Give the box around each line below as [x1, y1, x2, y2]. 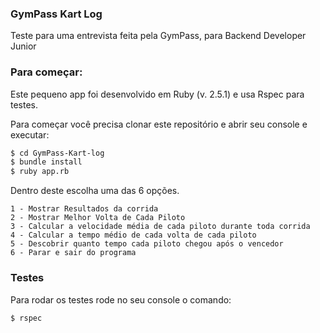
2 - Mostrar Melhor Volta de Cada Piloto [10, 213, 186, 223]
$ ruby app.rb [10, 167, 70, 177]
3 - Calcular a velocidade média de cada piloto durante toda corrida [10, 222, 311, 232]
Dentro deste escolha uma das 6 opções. [10, 185, 180, 197]
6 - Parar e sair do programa [10, 248, 137, 258]
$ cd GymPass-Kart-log [10, 148, 105, 158]
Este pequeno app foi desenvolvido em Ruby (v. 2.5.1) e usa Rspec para [10, 88, 305, 100]
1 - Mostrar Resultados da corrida [10, 204, 159, 214]
